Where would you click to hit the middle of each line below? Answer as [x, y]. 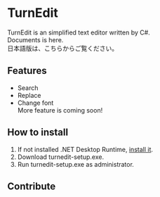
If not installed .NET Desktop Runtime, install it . [85, 149]
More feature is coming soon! [60, 110]
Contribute [32, 186]
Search [28, 88]
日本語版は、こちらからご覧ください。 [62, 48]
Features [27, 71]
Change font [35, 103]
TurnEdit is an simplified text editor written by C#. [79, 32]
